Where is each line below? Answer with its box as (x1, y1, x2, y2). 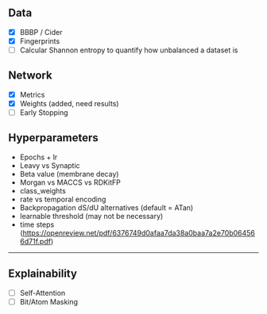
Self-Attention (19, 288, 66, 297)
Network (8, 69, 53, 82)
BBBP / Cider (19, 27, 63, 36)
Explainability (8, 267, 78, 281)
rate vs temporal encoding (19, 194, 106, 204)
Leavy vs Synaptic (19, 160, 81, 170)
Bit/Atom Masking (19, 297, 78, 306)
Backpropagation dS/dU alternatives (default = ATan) (19, 202, 194, 213)
